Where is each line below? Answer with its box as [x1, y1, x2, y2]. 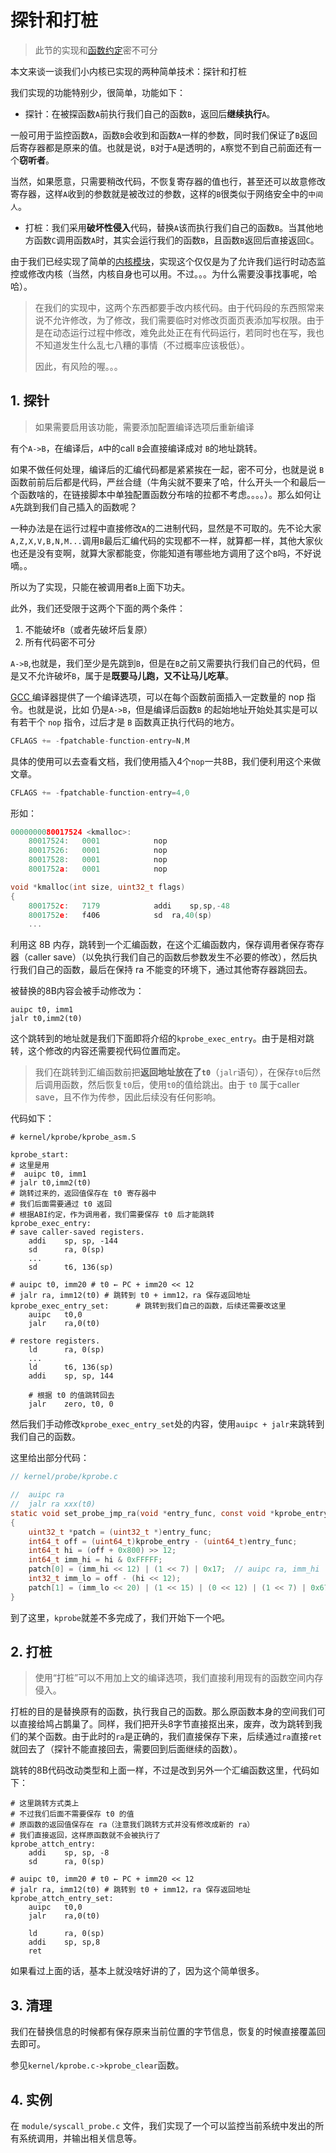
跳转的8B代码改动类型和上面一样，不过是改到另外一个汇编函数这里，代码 [10, 1764, 311, 1776]
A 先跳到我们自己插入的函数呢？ [10, 501, 138, 513]
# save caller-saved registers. [10, 1227, 145, 1238]
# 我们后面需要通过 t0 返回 [10, 1199, 112, 1210]
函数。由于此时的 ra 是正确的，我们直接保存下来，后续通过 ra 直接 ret [44, 1731, 323, 1743]
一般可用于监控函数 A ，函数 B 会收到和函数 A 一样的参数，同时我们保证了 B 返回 [10, 129, 318, 141]
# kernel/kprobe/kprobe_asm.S [10, 1132, 137, 1143]
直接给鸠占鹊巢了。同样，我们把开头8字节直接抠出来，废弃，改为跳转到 [18, 1718, 314, 1730]
